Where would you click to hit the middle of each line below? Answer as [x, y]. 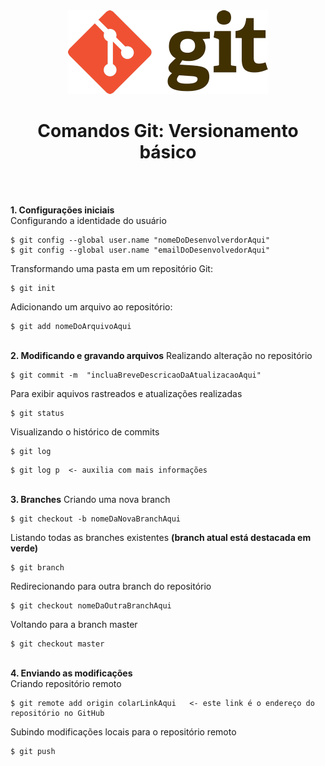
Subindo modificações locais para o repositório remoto [123, 731]
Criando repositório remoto [66, 683]
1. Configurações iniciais [62, 210]
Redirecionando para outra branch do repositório [111, 586]
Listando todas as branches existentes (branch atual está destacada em [161, 537]
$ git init [33, 288]
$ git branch [37, 567]
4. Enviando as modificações [71, 673]
